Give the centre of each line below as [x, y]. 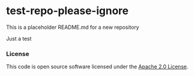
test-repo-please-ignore [67, 11]
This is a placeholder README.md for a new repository [73, 27]
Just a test [19, 38]
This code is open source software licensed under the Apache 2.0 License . [97, 67]
